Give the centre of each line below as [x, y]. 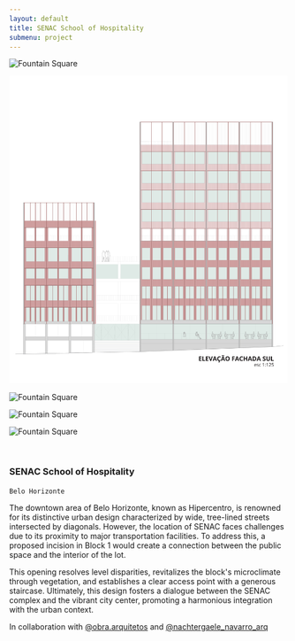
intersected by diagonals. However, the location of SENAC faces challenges [147, 526]
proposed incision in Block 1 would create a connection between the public [145, 545]
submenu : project [41, 37]
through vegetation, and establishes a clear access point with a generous [143, 581]
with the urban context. [52, 609]
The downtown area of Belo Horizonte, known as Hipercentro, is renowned [145, 507]
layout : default [39, 19]
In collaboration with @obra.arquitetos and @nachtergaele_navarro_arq [139, 626]
